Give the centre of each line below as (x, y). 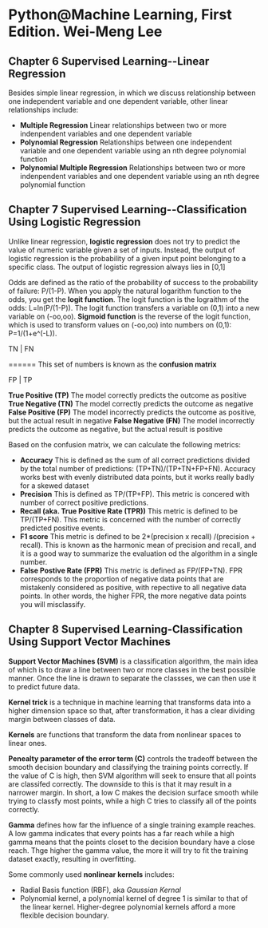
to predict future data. (44, 686)
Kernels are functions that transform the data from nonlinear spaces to (125, 734)
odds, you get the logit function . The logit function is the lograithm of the (129, 299)
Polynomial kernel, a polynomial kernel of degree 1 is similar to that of (134, 898)
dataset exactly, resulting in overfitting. (72, 859)
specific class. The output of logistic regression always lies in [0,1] (117, 267)
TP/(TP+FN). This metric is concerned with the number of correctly (130, 519)
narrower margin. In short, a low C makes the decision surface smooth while (134, 792)
